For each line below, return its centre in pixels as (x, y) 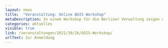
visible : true (20, 28)
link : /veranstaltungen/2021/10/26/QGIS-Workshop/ (59, 33)
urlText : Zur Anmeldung (30, 38)
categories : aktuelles (29, 24)
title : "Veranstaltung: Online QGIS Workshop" (56, 14)
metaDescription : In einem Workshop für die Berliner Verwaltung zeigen (82, 19)
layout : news (19, 10)
